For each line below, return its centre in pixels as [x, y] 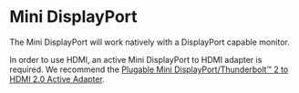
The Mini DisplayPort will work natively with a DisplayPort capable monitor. [149, 42]
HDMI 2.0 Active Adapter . [57, 78]
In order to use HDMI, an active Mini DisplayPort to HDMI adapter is [136, 59]
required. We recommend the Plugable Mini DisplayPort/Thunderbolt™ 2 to [149, 69]
